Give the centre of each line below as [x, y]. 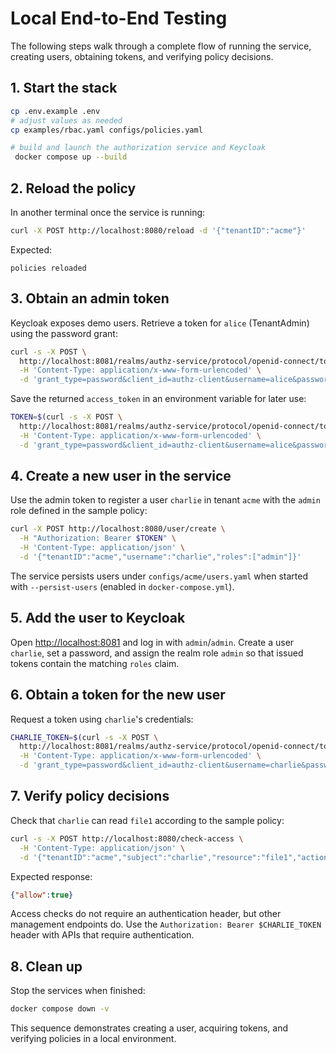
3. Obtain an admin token [90, 298]
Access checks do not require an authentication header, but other [146, 914]
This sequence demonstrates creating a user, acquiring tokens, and [149, 1028]
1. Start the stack [64, 88]
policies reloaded [48, 268]
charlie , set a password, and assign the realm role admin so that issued [157, 653]
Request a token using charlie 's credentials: [102, 719]
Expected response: [51, 876]
